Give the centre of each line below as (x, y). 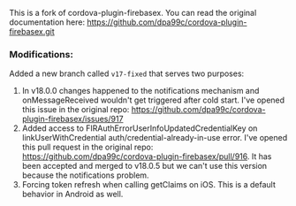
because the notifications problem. (85, 175)
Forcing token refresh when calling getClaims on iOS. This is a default (148, 185)
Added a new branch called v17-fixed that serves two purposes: (127, 73)
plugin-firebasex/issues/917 (72, 119)
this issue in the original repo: (76, 110)
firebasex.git (32, 31)
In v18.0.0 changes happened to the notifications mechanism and (140, 91)
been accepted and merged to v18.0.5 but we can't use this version (144, 166)
